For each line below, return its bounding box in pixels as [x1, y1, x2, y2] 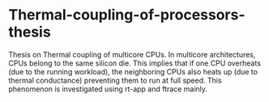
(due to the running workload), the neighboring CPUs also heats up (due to [8, 66, 258, 76]
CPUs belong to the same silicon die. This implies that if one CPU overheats [8, 58, 262, 68]
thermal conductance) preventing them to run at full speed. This [8, 75, 222, 85]
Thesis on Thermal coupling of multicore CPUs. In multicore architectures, [8, 49, 256, 59]
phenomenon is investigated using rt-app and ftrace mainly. [8, 83, 208, 94]
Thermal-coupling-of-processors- [8, 6, 246, 24]
